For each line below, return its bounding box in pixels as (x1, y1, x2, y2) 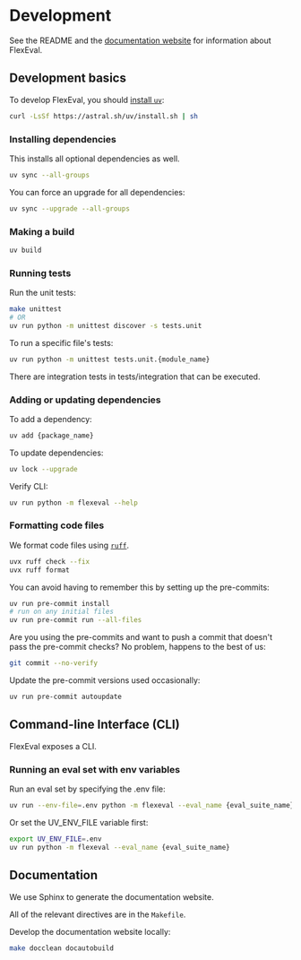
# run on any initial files (9, 607, 115, 617)
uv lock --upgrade (9, 464, 78, 473)
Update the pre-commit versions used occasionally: (9, 675, 201, 686)
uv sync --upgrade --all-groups (9, 203, 130, 213)
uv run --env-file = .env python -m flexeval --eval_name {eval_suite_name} (9, 801, 295, 810)
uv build (9, 246, 42, 255)
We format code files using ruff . (9, 540, 130, 550)
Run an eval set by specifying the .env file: (9, 783, 166, 794)
